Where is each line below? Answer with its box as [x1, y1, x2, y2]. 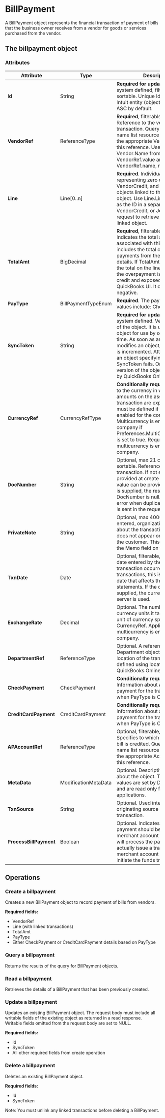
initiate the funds [116, 856, 156, 863]
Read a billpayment [5, 975, 52, 982]
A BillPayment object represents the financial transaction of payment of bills [5, 20, 159, 26]
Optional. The [116, 603, 148, 610]
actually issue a [116, 844, 152, 851]
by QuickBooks [116, 373, 152, 380]
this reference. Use [116, 144, 161, 151]
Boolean [60, 838, 80, 845]
